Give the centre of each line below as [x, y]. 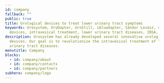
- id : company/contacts [33, 64]
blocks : [13, 55]
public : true [18, 19]
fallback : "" [18, 14]
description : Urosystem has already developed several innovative [74, 37]
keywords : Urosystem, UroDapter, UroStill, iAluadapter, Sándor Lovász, [81, 28]
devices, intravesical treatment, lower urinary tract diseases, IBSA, [84, 32]
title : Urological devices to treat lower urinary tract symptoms [74, 23]
